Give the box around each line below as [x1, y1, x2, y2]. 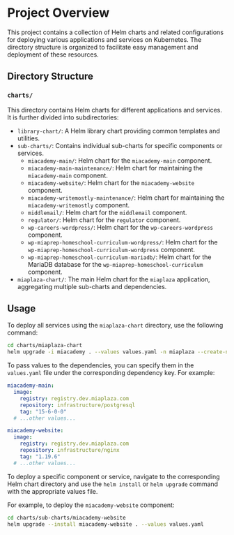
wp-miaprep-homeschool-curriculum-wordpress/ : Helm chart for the [27, 237, 218, 246]
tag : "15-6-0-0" [19, 408, 68, 415]
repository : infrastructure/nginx [19, 447, 120, 454]
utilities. [17, 134, 40, 142]
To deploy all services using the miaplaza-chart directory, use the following [7, 321, 224, 330]
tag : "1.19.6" [19, 453, 61, 460]
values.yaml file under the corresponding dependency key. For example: [7, 369, 215, 377]
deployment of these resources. [7, 50, 99, 59]
